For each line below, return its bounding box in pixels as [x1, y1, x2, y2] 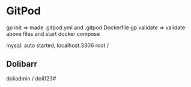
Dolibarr [6, 59, 38, 69]
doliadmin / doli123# [6, 74, 56, 82]
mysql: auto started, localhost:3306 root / [6, 42, 109, 49]
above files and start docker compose [6, 30, 100, 37]
